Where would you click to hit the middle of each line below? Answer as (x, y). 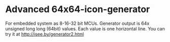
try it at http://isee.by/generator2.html (45, 34)
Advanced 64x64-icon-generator (78, 9)
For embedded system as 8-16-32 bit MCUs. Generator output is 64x (77, 23)
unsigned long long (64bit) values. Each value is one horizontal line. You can (85, 28)
